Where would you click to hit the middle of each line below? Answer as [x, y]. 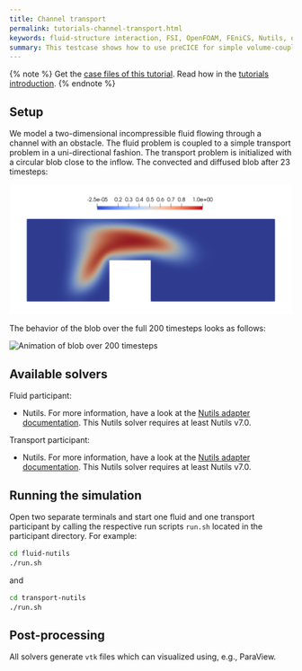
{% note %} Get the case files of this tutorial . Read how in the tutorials [139, 74]
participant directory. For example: [73, 536]
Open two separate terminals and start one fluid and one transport [132, 517]
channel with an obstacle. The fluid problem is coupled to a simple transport [150, 143]
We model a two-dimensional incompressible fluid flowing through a [136, 134]
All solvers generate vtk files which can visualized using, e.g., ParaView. [143, 657]
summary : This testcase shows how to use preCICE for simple [126, 48]
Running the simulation [75, 495]
